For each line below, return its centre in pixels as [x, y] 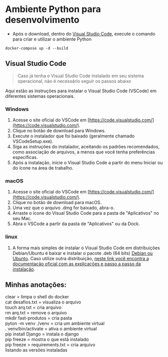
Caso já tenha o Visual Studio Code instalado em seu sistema [81, 76]
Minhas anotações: [36, 285]
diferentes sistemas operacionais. [40, 96]
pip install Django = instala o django [42, 334]
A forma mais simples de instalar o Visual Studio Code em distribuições [86, 248]
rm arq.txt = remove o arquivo [36, 313]
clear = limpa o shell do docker [37, 297]
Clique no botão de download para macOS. [57, 203]
